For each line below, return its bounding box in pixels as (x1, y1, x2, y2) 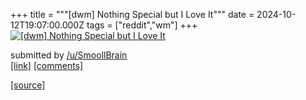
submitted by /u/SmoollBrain (10, 49, 128, 61)
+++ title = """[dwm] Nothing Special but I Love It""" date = (10, 9, 255, 20)
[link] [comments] (10, 60, 84, 71)
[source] (10, 79, 46, 91)
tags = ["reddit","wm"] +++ (86, 19, 198, 31)
